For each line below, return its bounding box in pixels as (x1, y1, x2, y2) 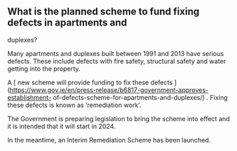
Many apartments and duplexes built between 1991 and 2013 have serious (7, 49, 224, 57)
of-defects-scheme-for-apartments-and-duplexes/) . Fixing (53, 93, 228, 101)
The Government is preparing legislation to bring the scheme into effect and (7, 114, 230, 123)
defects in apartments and (7, 17, 127, 29)
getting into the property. (7, 64, 80, 73)
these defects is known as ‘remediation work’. (7, 101, 142, 109)
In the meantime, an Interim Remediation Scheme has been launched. (7, 135, 211, 144)
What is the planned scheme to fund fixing (7, 6, 200, 18)
